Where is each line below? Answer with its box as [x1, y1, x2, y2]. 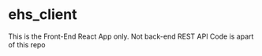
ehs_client [8, 6, 77, 24]
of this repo [8, 39, 46, 49]
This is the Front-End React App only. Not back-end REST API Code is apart [8, 32, 254, 41]
